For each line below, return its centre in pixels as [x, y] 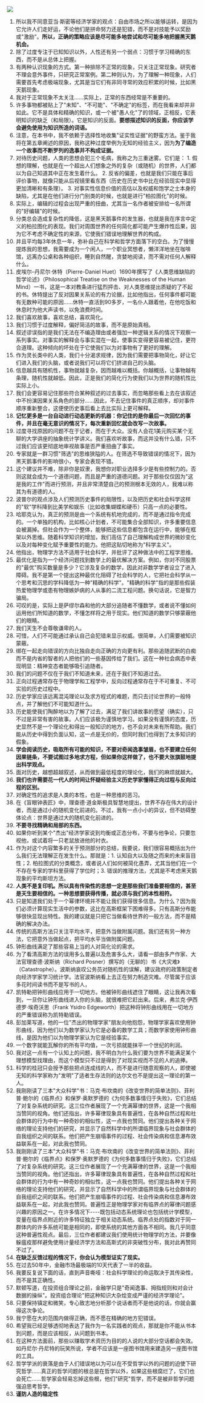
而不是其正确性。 [37, 1280]
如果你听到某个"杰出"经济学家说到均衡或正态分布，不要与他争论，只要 [103, 833]
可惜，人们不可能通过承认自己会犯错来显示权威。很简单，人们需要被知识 [106, 636]
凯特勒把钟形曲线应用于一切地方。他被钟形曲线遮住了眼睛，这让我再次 [103, 992]
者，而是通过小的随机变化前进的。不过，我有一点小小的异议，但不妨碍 [103, 810]
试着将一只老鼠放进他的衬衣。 [74, 840]
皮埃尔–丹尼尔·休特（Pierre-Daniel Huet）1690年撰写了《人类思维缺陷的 [105, 272]
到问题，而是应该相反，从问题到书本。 [63, 1333]
